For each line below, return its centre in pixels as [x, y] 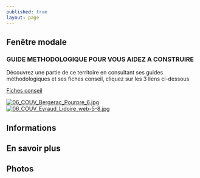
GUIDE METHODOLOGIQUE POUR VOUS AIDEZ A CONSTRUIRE [100, 59]
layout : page [23, 18]
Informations [31, 128]
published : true [27, 12]
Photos [20, 169]
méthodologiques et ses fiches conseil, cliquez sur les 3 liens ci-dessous [98, 79]
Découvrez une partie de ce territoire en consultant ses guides [85, 73]
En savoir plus [33, 148]
